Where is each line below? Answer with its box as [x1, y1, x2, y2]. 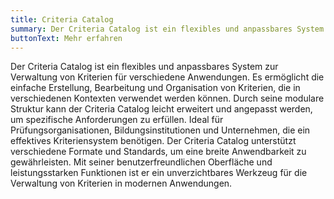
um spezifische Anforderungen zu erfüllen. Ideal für [10, 114, 224, 126]
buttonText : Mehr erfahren [10, 33, 123, 43]
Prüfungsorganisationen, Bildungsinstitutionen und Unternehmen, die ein [10, 124, 311, 136]
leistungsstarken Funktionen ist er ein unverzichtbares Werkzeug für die [10, 167, 308, 179]
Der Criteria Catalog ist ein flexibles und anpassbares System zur [10, 61, 279, 73]
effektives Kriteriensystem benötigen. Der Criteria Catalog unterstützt [10, 135, 297, 147]
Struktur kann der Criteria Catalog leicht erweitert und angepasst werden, [10, 103, 313, 115]
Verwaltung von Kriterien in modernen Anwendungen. [10, 177, 233, 190]
